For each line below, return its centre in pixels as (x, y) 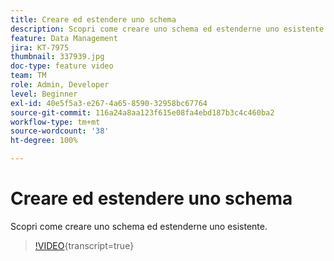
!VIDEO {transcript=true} (84, 245)
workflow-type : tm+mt (55, 122)
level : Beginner (44, 94)
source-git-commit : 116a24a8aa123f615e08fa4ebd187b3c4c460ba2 (142, 112)
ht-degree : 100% (44, 141)
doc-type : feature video (62, 66)
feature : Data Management (64, 38)
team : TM (28, 76)
